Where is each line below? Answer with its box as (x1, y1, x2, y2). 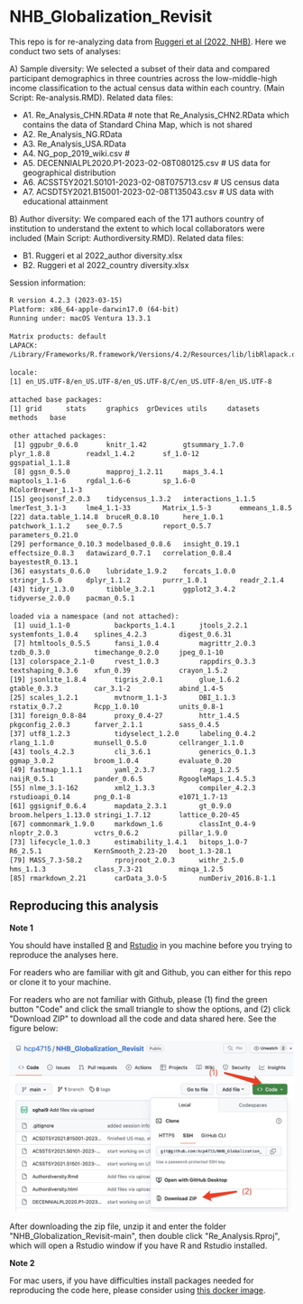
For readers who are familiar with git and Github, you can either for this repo (9, 966, 291, 977)
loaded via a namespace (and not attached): (9, 611, 179, 620)
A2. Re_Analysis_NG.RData (22, 128, 123, 139)
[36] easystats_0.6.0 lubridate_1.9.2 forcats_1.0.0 (9, 566, 236, 575)
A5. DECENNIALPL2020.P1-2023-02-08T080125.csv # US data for (22, 157, 271, 168)
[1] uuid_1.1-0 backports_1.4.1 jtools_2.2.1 (13, 620, 248, 629)
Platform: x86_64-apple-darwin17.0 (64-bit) (9, 304, 179, 313)
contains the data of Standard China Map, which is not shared (22, 119, 252, 130)
